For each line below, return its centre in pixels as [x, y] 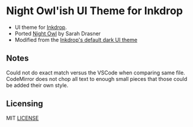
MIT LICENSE [22, 118]
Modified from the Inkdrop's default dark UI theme [76, 40]
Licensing [25, 104]
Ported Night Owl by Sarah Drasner [58, 33]
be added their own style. [37, 85]
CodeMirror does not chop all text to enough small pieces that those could [97, 79]
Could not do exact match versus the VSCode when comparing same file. [96, 73]
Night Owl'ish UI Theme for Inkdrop [95, 11]
